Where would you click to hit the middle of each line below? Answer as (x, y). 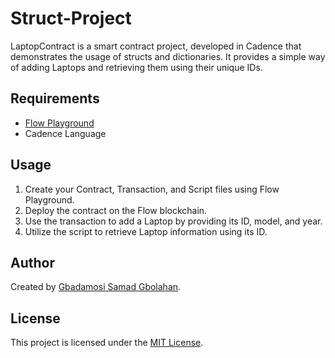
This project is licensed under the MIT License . (107, 343)
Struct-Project (71, 18)
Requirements (55, 98)
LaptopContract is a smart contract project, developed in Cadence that (156, 46)
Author (32, 262)
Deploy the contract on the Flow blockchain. (116, 210)
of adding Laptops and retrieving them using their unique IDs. (136, 67)
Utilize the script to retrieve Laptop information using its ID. (146, 231)
